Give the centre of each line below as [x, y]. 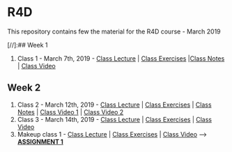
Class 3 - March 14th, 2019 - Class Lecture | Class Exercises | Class [115, 119]
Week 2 [24, 88]
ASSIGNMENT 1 [40, 142]
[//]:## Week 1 [28, 45]
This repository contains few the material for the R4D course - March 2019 [114, 31]
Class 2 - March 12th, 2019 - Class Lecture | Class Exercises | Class [114, 105]
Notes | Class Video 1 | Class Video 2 [70, 112]
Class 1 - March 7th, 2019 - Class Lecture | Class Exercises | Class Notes [121, 58]
